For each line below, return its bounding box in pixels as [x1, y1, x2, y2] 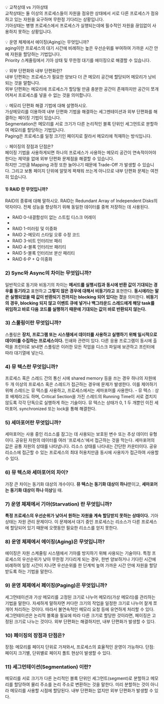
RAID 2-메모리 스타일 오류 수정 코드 [12, 232, 81, 238]
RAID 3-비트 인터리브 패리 [12, 238, 62, 244]
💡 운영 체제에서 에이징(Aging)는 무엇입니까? [5, 39, 89, 45]
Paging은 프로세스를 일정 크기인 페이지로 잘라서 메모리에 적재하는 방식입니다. [5, 133, 152, 139]
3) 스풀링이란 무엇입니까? [5, 320, 62, 326]
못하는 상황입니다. [18, 29, 52, 34]
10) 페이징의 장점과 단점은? [5, 632, 65, 639]
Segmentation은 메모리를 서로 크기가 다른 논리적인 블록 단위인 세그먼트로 [5, 121, 145, 127]
